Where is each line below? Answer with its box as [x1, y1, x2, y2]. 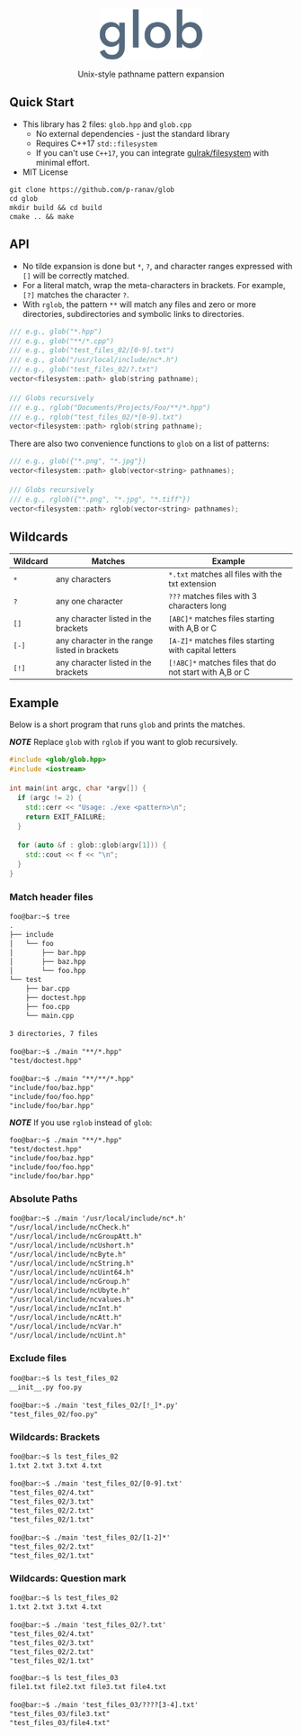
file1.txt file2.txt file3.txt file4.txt [9, 1683, 167, 1692]
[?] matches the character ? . [22, 289, 129, 300]
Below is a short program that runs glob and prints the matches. [9, 719, 245, 730]
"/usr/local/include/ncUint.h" [9, 1332, 127, 1341]
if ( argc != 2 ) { [17, 793, 83, 802]
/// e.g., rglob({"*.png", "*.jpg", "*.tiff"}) [9, 495, 191, 504]
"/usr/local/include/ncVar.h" [9, 1322, 123, 1332]
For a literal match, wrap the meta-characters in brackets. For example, [22, 279, 286, 290]
